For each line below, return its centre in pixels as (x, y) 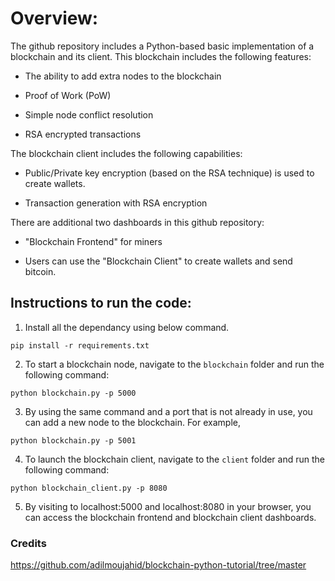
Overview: (54, 18)
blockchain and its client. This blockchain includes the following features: (161, 56)
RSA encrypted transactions (83, 134)
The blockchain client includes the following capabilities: (126, 153)
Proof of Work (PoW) (68, 95)
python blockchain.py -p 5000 (73, 393)
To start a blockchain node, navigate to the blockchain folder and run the (174, 364)
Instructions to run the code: (101, 303)
